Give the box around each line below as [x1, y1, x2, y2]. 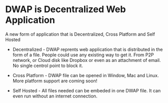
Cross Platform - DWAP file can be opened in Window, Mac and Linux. [12, 72, 159, 78]
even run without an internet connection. [12, 93, 98, 99]
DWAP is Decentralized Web [5, 4, 126, 15]
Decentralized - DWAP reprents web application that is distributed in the [12, 46, 163, 52]
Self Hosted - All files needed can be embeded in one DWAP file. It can [12, 87, 161, 93]
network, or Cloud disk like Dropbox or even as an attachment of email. [12, 57, 161, 63]
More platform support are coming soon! [12, 78, 98, 84]
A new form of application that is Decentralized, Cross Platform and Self [5, 31, 155, 37]
